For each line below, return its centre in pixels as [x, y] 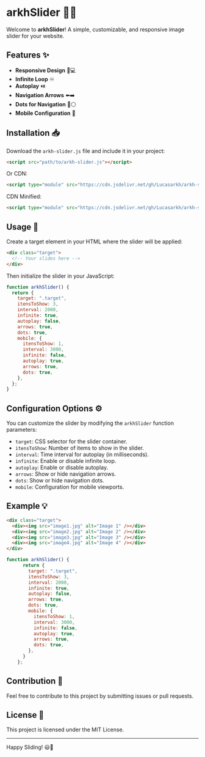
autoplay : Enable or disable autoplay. [62, 468]
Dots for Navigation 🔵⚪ [45, 104]
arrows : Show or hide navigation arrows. [66, 474]
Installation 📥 [33, 133]
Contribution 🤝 [34, 681]
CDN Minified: [24, 197]
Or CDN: [17, 174]
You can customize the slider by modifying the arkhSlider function [90, 423]
